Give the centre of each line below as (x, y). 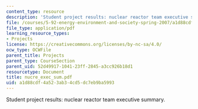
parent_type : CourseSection (41, 61)
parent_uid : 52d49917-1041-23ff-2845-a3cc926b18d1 (70, 66)
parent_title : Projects (35, 55)
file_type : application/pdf (41, 28)
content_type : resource (35, 11)
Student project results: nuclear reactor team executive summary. (86, 100)
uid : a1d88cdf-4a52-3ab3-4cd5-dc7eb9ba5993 (60, 83)
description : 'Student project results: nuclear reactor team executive (97, 17)
